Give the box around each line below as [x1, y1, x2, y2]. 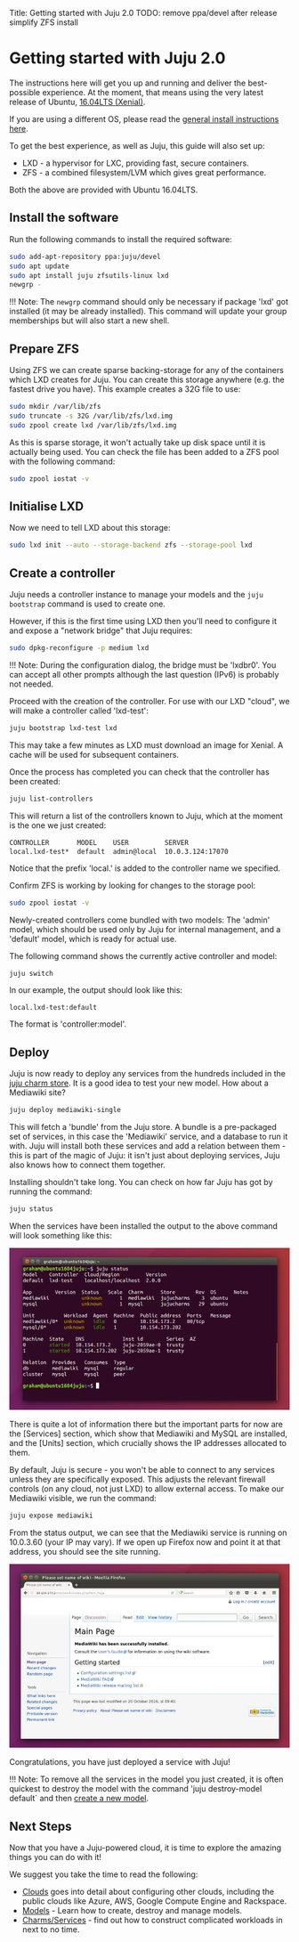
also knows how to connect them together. [9, 1159, 166, 1170]
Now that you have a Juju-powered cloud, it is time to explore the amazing [9, 1842, 282, 1853]
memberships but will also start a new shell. [9, 315, 170, 326]
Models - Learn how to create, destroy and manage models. [21, 1905, 243, 1916]
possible [9, 86, 41, 97]
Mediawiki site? [9, 1087, 67, 1098]
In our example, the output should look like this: [9, 985, 183, 995]
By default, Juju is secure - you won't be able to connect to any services [9, 1464, 276, 1475]
